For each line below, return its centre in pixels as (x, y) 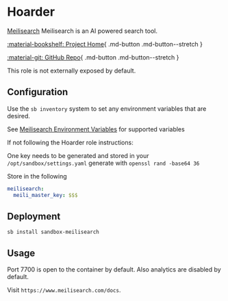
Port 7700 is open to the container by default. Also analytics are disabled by (114, 270)
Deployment (34, 216)
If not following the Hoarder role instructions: (70, 142)
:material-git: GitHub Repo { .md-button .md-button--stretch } (93, 57)
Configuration (38, 92)
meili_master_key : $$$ (46, 195)
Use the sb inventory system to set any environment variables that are (107, 108)
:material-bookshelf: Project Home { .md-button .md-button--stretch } (105, 44)
